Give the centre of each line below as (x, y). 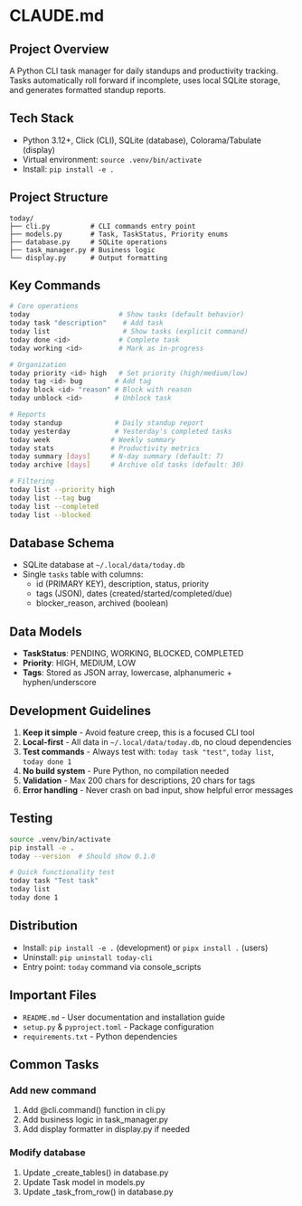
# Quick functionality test (62, 872)
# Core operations (44, 306)
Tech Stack (42, 118)
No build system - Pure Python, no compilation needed (125, 771)
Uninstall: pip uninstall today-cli (88, 957)
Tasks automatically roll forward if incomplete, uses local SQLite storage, (145, 80)
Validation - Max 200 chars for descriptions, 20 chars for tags (139, 780)
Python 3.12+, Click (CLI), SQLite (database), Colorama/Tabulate (142, 140)
